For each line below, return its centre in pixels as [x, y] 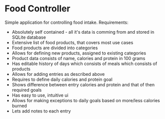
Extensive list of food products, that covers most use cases [73, 42]
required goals [27, 90]
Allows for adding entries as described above [58, 74]
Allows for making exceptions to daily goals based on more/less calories [86, 100]
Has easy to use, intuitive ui [40, 95]
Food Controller [38, 9]
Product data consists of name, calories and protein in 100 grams [79, 58]
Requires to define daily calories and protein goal [62, 79]
